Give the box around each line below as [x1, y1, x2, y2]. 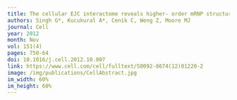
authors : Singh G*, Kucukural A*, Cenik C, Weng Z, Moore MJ [7, 17, 191, 24]
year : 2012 [7, 30, 39, 37]
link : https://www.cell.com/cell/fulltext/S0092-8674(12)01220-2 [7, 63, 203, 70]
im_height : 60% [7, 82, 52, 89]
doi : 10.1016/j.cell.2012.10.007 [7, 56, 106, 63]
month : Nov [7, 37, 39, 44]
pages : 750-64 [7, 50, 49, 57]
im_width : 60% [7, 75, 49, 83]
